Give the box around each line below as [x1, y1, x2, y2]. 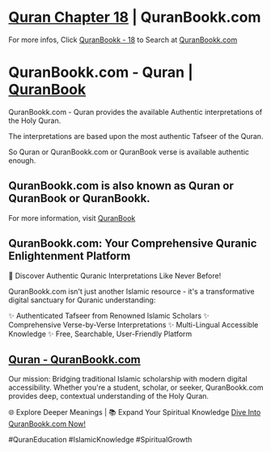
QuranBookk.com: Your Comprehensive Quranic [8, 237, 257, 251]
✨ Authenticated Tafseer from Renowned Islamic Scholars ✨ [8, 310, 210, 320]
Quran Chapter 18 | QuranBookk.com [8, 8, 261, 27]
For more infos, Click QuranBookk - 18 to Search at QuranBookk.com [8, 35, 238, 44]
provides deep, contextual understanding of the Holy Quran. [8, 391, 209, 401]
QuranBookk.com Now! [8, 419, 87, 429]
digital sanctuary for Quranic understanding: [8, 295, 156, 305]
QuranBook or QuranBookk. [8, 192, 151, 205]
